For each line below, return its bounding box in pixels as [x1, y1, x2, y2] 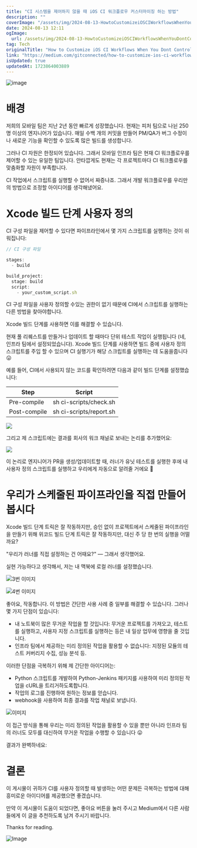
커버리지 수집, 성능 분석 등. [25, 650, 87, 657]
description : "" [6, 14, 46, 20]
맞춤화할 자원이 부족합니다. [6, 164, 67, 171]
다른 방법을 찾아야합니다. [6, 308, 63, 315]
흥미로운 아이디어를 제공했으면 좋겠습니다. [6, 792, 102, 799]
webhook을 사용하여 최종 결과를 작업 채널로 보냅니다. [14, 697, 137, 704]
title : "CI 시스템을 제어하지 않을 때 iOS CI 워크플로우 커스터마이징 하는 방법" [6, 8, 179, 15]
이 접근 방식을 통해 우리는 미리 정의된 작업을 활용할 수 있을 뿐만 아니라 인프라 [6, 722, 181, 729]
